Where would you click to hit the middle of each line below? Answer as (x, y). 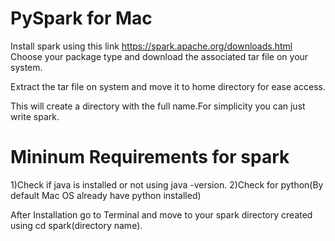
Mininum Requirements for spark (150, 157)
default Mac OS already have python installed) (106, 195)
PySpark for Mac (81, 18)
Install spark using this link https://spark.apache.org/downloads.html (151, 46)
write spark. (35, 116)
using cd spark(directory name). (76, 225)
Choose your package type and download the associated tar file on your (159, 56)
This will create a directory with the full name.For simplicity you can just (158, 106)
